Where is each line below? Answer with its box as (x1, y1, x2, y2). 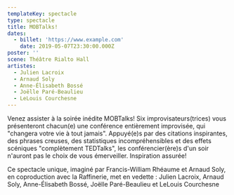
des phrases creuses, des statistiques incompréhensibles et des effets (7, 137, 212, 144)
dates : (7, 29, 27, 37)
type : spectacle (7, 17, 55, 24)
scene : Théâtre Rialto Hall (7, 56, 90, 63)
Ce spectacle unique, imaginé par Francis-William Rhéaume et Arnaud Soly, (7, 166, 226, 173)
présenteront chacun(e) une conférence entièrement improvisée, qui (7, 122, 206, 130)
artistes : (7, 62, 37, 69)
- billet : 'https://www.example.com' (13, 36, 124, 43)
